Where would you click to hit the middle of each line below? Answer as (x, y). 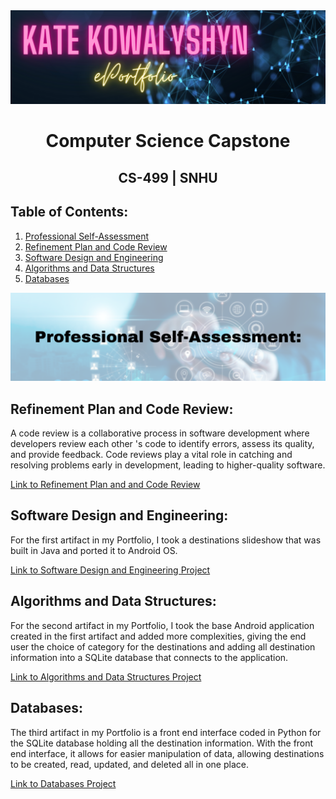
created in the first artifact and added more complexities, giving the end (158, 636)
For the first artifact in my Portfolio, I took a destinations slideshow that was (166, 540)
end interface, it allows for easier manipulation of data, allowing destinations (167, 753)
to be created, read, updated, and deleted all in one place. (129, 764)
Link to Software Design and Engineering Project (110, 570)
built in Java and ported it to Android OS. (94, 550)
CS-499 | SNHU (168, 177)
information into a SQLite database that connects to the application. (149, 657)
